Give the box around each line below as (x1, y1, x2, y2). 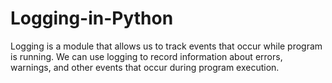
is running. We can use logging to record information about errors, (10, 50, 283, 62)
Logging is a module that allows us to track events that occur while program (10, 40, 323, 52)
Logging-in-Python (10, 7, 174, 30)
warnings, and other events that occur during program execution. (10, 61, 280, 73)
